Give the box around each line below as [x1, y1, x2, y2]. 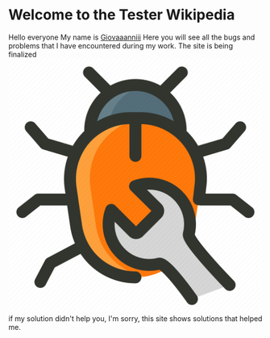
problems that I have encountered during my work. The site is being [8, 40, 234, 50]
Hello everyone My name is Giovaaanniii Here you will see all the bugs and [8, 32, 255, 42]
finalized [8, 49, 37, 59]
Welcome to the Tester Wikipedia [8, 6, 235, 24]
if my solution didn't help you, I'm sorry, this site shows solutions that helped [8, 313, 263, 323]
